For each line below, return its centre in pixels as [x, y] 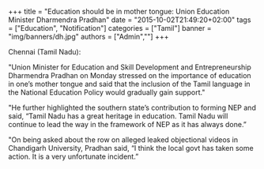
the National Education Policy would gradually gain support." [107, 92]
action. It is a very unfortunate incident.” [74, 156]
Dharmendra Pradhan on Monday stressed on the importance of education [130, 75]
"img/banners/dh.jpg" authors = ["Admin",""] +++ [89, 36]
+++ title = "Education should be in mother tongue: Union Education [119, 11]
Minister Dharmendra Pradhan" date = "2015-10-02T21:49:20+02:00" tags [130, 20]
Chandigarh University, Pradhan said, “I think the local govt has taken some [131, 148]
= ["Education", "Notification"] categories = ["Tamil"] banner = [110, 28]
